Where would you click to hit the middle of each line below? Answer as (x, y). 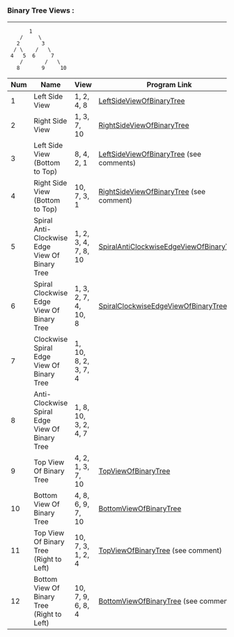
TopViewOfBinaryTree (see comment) (160, 550)
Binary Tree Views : (41, 10)
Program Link (169, 85)
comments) (117, 163)
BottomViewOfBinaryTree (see (148, 601)
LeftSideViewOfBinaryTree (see (150, 154)
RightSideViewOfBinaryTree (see (152, 192)
